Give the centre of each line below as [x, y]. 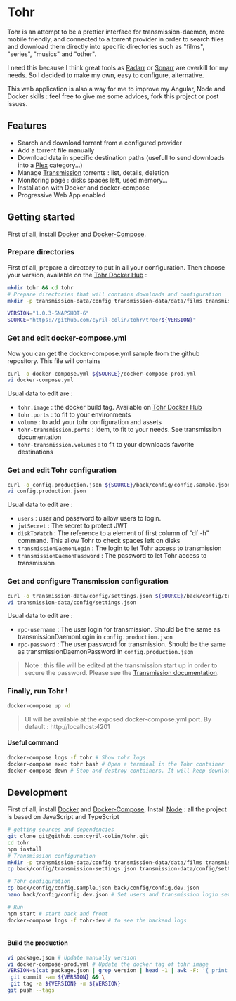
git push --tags [31, 990]
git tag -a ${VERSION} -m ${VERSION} [65, 984]
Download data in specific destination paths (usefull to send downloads [121, 157]
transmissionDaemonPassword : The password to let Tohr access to [112, 556]
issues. [18, 103]
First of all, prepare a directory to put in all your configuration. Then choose [116, 267]
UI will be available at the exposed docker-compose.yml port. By [118, 719]
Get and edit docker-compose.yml [67, 338]
